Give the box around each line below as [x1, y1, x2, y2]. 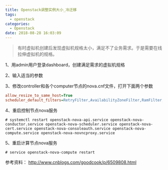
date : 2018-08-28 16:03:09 [5, 30, 61, 35]
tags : [5, 12, 16, 17]
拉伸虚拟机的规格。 [17, 51, 57, 57]
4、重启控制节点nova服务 [5, 107, 58, 113]
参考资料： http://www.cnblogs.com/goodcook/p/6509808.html [5, 159, 136, 165]
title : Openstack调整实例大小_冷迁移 [5, 7, 77, 12]
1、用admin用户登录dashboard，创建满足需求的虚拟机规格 [5, 62, 125, 67]
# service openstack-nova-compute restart [5, 149, 95, 155]
